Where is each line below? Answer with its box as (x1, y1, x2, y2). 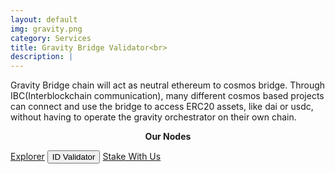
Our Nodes (144, 131, 192, 143)
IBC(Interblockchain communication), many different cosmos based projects (10, 90, 325, 102)
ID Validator (51, 152, 96, 163)
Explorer (10, 151, 45, 163)
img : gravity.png (10, 24, 83, 34)
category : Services (10, 33, 92, 43)
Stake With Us (102, 151, 162, 163)
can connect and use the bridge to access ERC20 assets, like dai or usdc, (10, 101, 314, 113)
